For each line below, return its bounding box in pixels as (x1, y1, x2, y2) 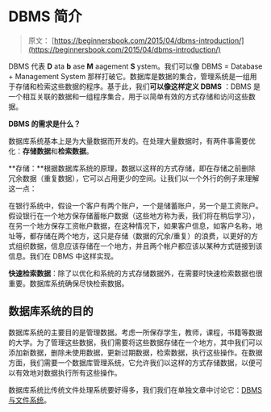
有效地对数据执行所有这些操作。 (15, 368, 122, 377)
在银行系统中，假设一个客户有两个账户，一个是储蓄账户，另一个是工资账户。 (8, 200, 263, 210)
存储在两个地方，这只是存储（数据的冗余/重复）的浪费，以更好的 (35, 231, 252, 241)
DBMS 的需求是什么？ (8, 119, 81, 128)
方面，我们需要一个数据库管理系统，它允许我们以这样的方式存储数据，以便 (8, 357, 256, 368)
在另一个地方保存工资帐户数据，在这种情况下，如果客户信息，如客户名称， (8, 221, 256, 230)
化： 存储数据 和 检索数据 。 (8, 146, 94, 156)
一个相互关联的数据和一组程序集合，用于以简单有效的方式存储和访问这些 (8, 91, 248, 101)
